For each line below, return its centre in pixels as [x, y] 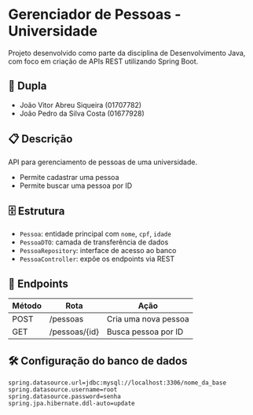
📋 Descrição [40, 139]
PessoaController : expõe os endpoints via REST [97, 259]
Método [27, 306]
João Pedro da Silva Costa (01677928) [82, 113]
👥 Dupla [27, 86]
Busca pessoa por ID [145, 332]
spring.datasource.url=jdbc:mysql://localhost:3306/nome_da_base [117, 383]
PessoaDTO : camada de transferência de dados [94, 242]
